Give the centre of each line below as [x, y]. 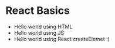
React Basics [38, 11]
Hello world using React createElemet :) [62, 39]
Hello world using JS [39, 32]
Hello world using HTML [43, 27]
